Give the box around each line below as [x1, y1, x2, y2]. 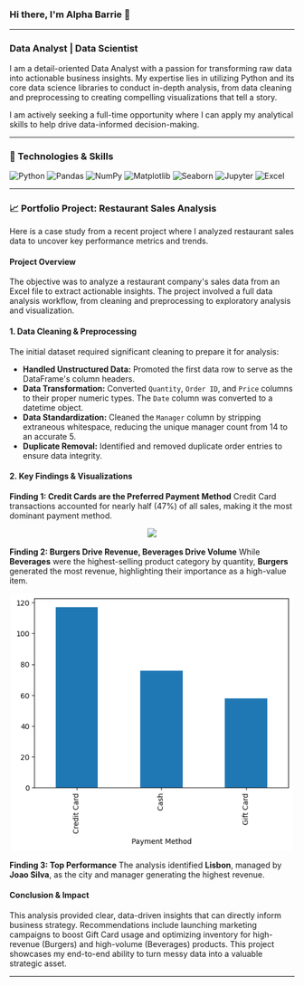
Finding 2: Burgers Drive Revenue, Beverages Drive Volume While [9, 546, 261, 557]
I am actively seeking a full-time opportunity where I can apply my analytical [9, 109, 294, 120]
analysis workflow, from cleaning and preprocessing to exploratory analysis [9, 296, 291, 307]
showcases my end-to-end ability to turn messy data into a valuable [9, 948, 263, 959]
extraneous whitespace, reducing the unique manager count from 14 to [22, 421, 288, 432]
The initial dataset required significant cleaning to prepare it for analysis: [9, 346, 280, 356]
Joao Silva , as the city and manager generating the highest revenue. [9, 868, 265, 880]
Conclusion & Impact [9, 890, 90, 901]
